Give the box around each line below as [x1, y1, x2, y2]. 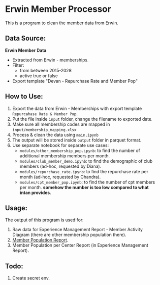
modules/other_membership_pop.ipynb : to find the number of [19, 147, 140, 153]
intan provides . [19, 190, 52, 195]
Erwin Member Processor [5, 3, 111, 15]
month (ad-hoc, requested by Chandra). [19, 174, 101, 180]
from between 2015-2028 [19, 67, 72, 73]
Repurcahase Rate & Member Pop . [12, 110, 78, 117]
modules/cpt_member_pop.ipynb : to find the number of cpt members [19, 179, 155, 185]
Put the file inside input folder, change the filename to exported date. [12, 116, 153, 122]
